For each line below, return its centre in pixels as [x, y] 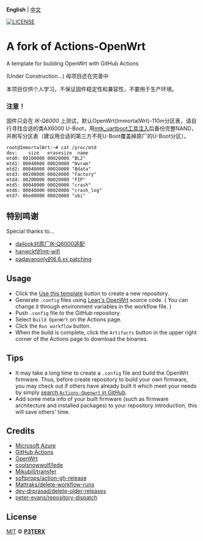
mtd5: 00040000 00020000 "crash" [49, 185]
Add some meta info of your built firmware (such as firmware [92, 399]
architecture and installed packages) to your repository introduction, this [106, 405]
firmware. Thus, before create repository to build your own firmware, [101, 379]
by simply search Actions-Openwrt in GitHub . [71, 392]
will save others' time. [42, 411]
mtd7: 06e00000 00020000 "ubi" [46, 196]
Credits [21, 431]
